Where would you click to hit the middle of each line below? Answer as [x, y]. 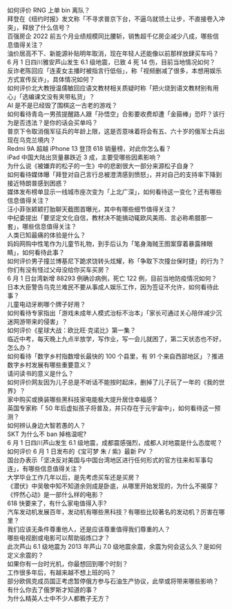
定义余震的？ [25, 555]
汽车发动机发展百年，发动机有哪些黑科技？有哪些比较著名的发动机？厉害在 [113, 512]
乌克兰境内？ [37, 140]
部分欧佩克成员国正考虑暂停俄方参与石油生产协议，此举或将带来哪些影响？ [113, 581]
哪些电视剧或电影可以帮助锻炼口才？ [59, 538]
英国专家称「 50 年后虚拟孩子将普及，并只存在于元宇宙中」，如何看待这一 [111, 408]
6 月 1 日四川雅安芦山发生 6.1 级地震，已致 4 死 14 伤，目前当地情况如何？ [112, 62]
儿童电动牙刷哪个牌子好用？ [47, 304]
